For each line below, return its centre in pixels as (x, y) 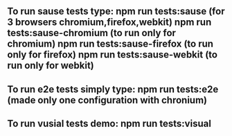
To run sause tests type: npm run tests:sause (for (116, 11)
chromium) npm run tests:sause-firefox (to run (110, 44)
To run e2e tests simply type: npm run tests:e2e (113, 89)
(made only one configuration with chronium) (107, 100)
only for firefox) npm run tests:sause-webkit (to (113, 55)
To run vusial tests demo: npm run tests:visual (109, 124)
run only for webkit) (51, 66)
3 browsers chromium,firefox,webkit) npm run (109, 23)
